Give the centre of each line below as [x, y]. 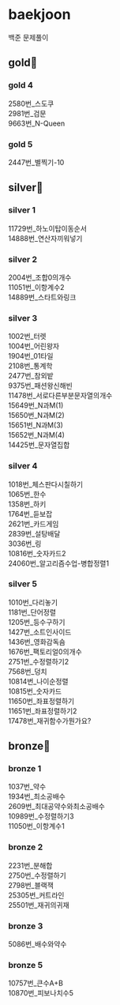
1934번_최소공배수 [37, 796]
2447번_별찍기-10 [36, 162]
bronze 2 [26, 847]
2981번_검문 [27, 113]
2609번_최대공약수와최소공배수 [56, 807]
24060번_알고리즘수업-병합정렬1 [58, 563]
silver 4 [23, 466]
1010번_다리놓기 [33, 602]
